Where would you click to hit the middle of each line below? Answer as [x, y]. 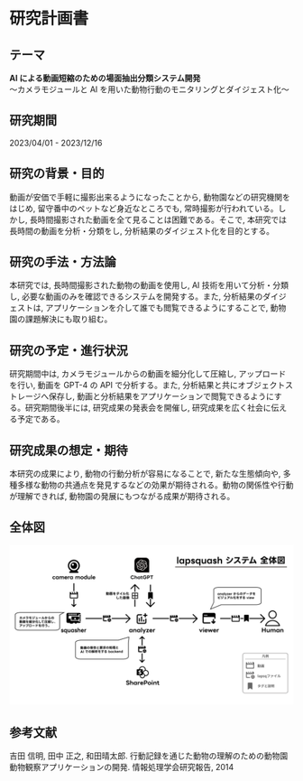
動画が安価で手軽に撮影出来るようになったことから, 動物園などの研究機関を [150, 197]
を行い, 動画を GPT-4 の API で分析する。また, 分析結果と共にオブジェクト [147, 386]
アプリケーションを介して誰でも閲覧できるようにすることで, [156, 308]
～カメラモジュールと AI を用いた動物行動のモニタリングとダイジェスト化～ [150, 89]
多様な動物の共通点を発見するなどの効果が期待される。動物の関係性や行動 [155, 485]
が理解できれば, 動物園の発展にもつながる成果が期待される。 [122, 497]
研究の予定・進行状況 [69, 350]
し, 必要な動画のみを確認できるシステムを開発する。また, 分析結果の [136, 297]
